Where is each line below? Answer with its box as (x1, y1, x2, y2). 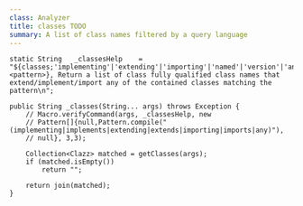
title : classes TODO (9, 22, 87, 31)
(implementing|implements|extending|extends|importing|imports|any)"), (9, 126, 284, 136)
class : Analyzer (9, 13, 70, 23)
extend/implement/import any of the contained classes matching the (9, 79, 272, 88)
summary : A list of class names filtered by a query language (9, 30, 248, 39)
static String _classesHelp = (9, 55, 143, 64)
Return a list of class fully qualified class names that (57, 70, 280, 80)
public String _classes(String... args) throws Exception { (9, 102, 241, 111)
